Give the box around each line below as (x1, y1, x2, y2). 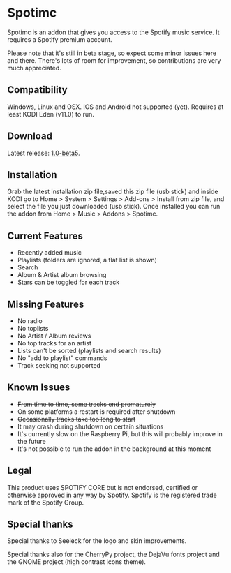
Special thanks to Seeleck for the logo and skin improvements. (7, 537, 187, 545)
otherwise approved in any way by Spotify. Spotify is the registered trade (7, 491, 218, 499)
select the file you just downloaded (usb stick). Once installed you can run (7, 202, 221, 211)
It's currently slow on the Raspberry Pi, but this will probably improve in (17, 429, 223, 438)
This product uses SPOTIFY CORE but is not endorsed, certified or (7, 483, 198, 491)
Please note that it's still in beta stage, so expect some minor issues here (7, 49, 217, 57)
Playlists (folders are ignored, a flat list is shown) (17, 256, 157, 265)
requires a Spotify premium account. (7, 35, 112, 43)
